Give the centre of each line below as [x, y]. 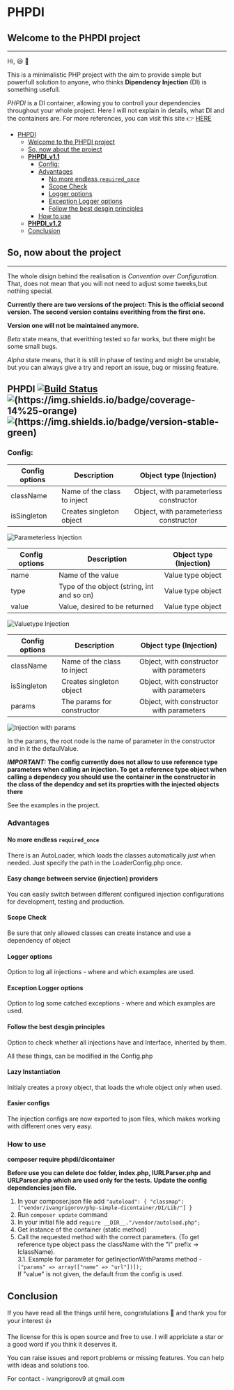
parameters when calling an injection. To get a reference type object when [117, 769]
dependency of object [39, 941]
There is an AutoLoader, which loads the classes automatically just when [111, 855]
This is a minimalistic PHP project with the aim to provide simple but [104, 75]
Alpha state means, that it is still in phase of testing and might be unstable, [114, 359]
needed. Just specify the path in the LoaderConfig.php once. [95, 862]
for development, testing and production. [66, 902]
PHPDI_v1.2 [44, 223]
